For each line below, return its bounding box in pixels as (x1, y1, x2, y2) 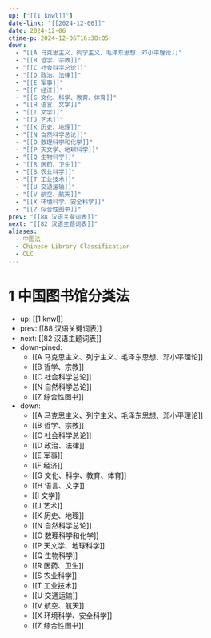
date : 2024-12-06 (8, 26, 66, 34)
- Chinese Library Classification (15, 243, 130, 251)
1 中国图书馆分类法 (8, 287, 130, 305)
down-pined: (19, 342, 62, 352)
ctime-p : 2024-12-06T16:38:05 (8, 34, 109, 42)
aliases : (8, 227, 38, 236)
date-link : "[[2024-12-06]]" (8, 19, 105, 27)
